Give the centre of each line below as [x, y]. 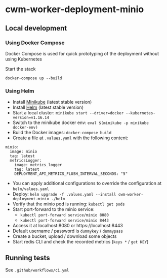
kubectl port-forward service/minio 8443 [64, 221]
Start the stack [21, 69]
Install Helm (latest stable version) [48, 107]
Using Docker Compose [35, 43]
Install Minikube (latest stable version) [52, 102]
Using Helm [20, 91]
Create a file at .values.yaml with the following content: [70, 138]
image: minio [24, 152]
